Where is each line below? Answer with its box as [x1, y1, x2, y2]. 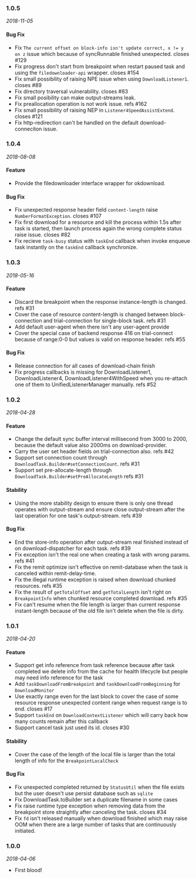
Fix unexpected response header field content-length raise [14, 206, 158, 213]
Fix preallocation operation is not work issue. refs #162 [14, 100, 147, 107]
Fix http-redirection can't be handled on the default [14, 119, 139, 126]
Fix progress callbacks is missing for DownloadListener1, [14, 368, 152, 376]
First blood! [14, 867, 42, 874]
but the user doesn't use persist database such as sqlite [14, 789, 154, 797]
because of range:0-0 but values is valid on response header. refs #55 [14, 336, 186, 343]
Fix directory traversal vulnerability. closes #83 [14, 88, 129, 95]
